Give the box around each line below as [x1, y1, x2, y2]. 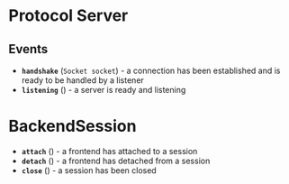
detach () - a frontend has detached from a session [21, 155, 211, 166]
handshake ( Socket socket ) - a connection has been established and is [21, 65, 281, 76]
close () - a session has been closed [21, 164, 157, 176]
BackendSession [8, 116, 137, 136]
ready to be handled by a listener [21, 75, 145, 86]
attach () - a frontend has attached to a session [21, 145, 198, 156]
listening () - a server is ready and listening [21, 85, 186, 95]
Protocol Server [8, 5, 129, 26]
